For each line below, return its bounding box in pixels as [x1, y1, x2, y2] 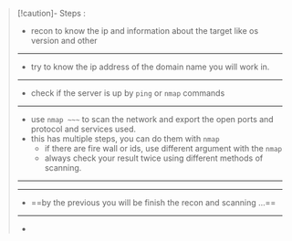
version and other [30, 36, 98, 46]
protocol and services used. [30, 123, 137, 134]
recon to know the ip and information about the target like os [30, 26, 259, 36]
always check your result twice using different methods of [44, 152, 264, 163]
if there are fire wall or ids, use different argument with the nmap [44, 143, 283, 153]
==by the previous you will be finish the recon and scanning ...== [30, 197, 276, 208]
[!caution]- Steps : [16, 8, 86, 18]
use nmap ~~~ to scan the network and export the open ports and [30, 114, 275, 124]
